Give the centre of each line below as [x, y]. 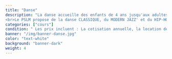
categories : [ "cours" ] [29, 24]
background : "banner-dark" [34, 44]
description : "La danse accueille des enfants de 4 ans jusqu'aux [78, 15]
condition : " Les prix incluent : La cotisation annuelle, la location [83, 29]
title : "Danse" [21, 10]
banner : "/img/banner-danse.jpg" [41, 34]
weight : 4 [16, 48]
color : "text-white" [27, 39]
